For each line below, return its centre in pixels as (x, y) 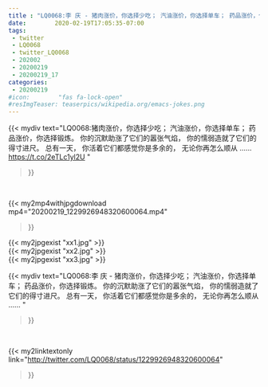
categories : (28, 82)
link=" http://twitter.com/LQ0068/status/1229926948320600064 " (116, 360)
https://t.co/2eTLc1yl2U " (49, 157)
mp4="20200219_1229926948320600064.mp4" (88, 212)
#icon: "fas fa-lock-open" (66, 97)
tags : (17, 30)
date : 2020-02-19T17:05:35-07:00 (77, 23)
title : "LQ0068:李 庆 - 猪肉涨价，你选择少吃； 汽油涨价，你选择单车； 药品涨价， (134, 16)
